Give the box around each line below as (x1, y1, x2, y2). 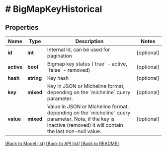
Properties (5, 23, 39, 32)
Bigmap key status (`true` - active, (47, 60, 128, 67)
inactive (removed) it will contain (47, 122, 123, 128)
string (27, 75, 42, 81)
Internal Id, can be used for (47, 46, 110, 53)
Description (75, 38, 104, 45)
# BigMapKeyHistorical (5, 3, 102, 15)
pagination (47, 52, 72, 59)
